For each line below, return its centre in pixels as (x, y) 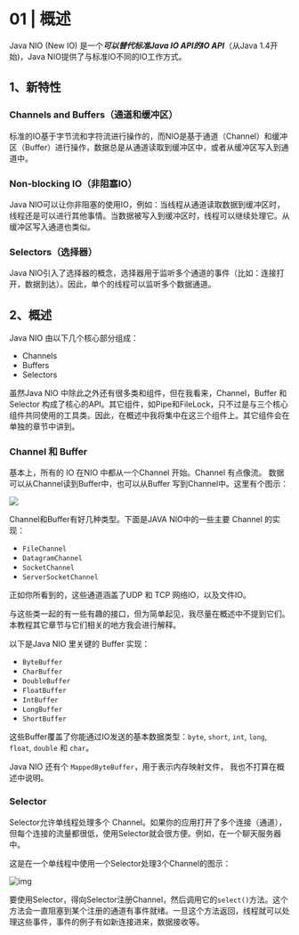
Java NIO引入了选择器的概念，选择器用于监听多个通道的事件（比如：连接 (143, 273)
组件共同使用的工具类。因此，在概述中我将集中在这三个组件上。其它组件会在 (149, 415)
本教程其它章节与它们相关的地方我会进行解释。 (95, 625)
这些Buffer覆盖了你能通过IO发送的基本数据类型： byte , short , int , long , (138, 737)
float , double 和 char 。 (52, 748)
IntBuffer (40, 700)
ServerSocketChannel (60, 577)
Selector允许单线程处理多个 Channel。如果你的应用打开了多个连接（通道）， (148, 822)
